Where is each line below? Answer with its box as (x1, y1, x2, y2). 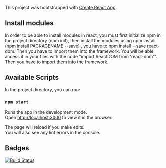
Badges (5, 144, 29, 152)
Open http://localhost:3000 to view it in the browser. (5, 114, 113, 120)
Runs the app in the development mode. (5, 109, 87, 115)
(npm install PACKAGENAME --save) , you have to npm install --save (5, 43, 146, 49)
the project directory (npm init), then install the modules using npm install (5, 37, 156, 43)
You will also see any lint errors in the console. (5, 129, 101, 135)
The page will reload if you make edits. (5, 124, 85, 130)
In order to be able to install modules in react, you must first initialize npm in (5, 32, 161, 38)
